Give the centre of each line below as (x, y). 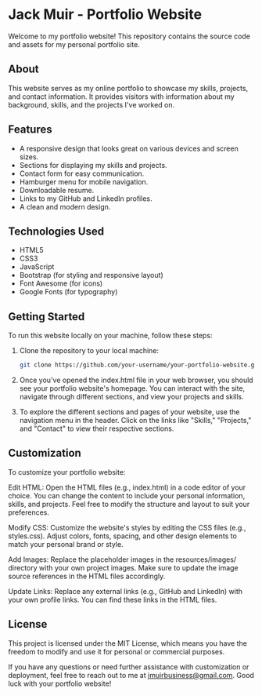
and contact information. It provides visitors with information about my (121, 97)
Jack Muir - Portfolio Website (105, 15)
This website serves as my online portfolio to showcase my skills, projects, (128, 88)
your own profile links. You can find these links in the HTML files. (113, 599)
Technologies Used (56, 231)
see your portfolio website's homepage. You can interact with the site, (132, 388)
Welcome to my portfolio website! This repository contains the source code (129, 36)
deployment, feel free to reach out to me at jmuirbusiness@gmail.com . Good (131, 675)
